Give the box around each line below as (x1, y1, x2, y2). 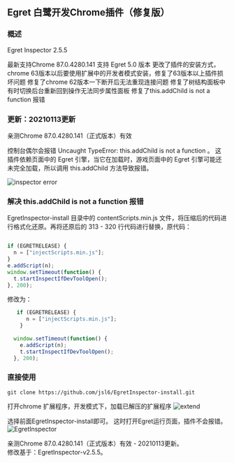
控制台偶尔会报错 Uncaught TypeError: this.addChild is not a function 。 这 (7, 146, 222, 155)
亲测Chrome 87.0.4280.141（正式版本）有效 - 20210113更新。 (7, 439, 183, 448)
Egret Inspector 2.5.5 (7, 45, 68, 54)
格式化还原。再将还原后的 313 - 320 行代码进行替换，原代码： (13, 222, 192, 231)
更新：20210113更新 (7, 114, 76, 124)
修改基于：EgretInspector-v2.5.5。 (7, 448, 107, 456)
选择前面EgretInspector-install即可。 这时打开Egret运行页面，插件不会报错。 (7, 417, 227, 425)
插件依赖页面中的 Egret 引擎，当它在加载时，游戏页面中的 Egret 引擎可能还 (7, 155, 222, 163)
